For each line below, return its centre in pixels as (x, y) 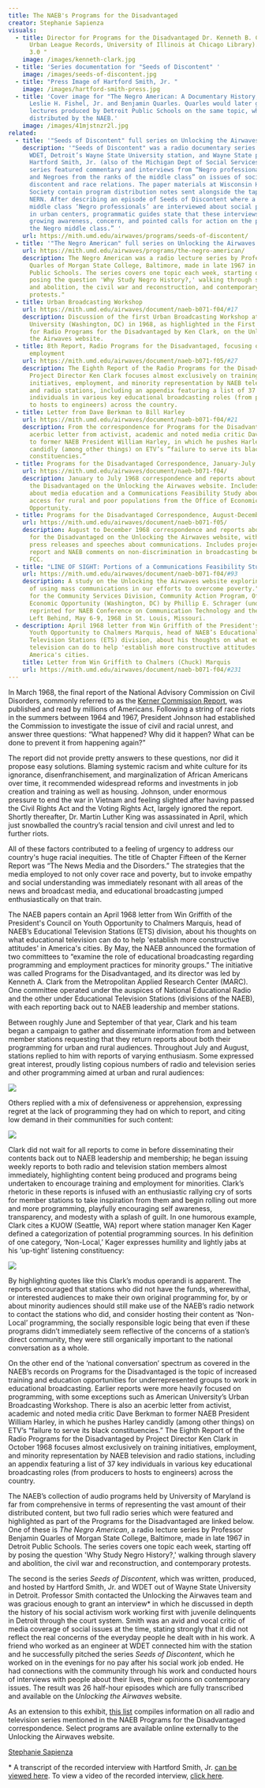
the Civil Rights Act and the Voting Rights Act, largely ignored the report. (125, 808)
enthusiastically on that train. (55, 899)
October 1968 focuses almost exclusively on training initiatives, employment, (132, 1447)
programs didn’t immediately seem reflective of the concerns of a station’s (129, 1331)
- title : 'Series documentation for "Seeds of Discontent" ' (118, 67)
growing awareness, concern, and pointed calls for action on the (140, 221)
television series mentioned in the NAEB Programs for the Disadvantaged (127, 1719)
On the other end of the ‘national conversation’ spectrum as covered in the (129, 1363)
